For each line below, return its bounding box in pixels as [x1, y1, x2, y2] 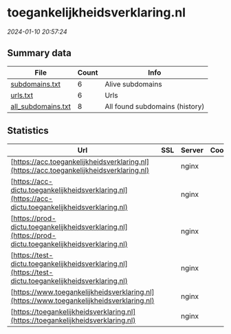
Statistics [7, 125, 49, 136]
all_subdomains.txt [10, 102, 71, 111]
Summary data [7, 47, 72, 59]
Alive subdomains [104, 79, 163, 88]
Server [181, 145, 204, 155]
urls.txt [10, 91, 33, 100]
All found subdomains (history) [104, 102, 205, 111]
